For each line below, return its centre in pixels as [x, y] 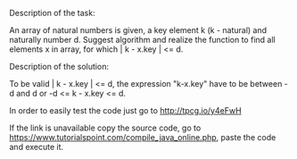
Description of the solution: [59, 67]
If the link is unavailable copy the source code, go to [105, 128]
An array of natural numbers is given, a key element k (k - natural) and [138, 30]
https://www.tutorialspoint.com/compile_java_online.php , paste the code [143, 137]
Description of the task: [52, 13]
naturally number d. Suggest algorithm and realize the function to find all [142, 40]
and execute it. [37, 147]
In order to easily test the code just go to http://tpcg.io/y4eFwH [126, 110]
